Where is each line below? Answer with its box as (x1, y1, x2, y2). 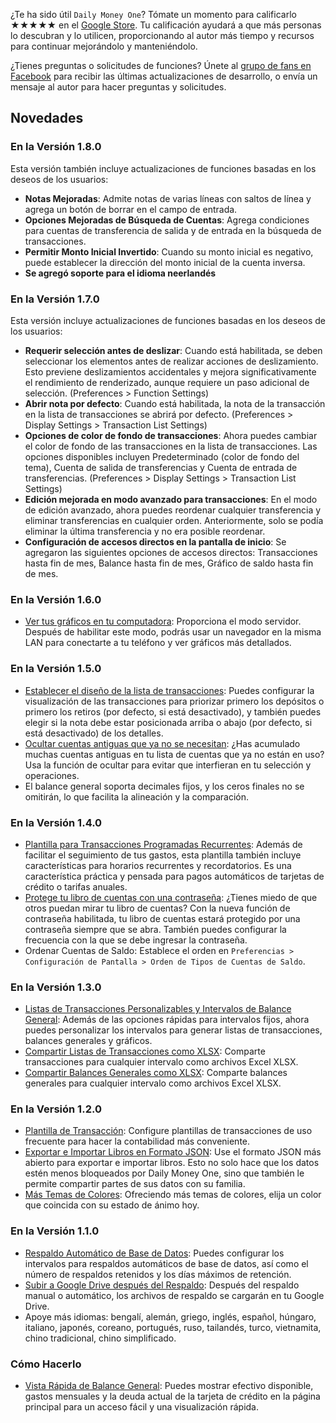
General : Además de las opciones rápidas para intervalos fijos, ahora (24, 1014, 310, 1026)
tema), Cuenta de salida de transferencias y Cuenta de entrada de (24, 461, 298, 473)
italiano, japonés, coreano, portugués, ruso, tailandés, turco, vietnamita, (24, 1321, 322, 1333)
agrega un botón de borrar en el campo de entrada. (24, 203, 238, 215)
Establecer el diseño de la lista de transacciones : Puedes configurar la (24, 684, 315, 696)
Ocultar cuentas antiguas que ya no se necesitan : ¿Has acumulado (24, 737, 301, 749)
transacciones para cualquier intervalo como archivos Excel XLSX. (24, 1056, 299, 1068)
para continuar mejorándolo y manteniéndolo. (10, 40, 198, 52)
